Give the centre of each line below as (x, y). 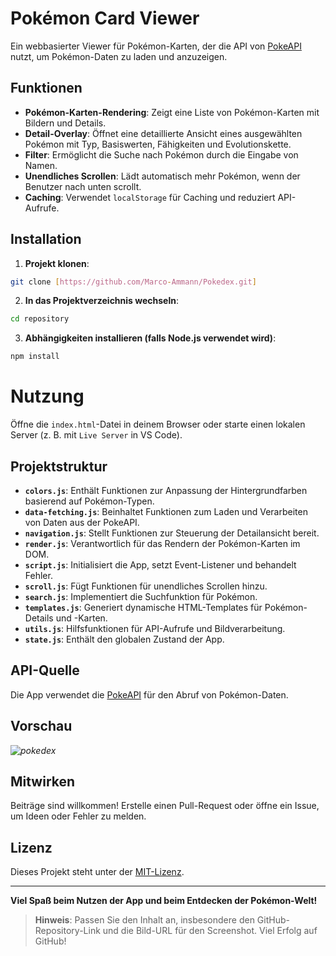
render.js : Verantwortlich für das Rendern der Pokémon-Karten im (162, 543)
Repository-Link (67, 931)
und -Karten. (81, 618)
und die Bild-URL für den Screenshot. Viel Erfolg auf (210, 931)
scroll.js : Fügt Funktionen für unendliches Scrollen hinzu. (146, 586)
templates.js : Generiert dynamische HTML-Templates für (143, 607)
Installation (46, 239)
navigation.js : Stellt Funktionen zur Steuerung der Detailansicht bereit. (172, 533)
